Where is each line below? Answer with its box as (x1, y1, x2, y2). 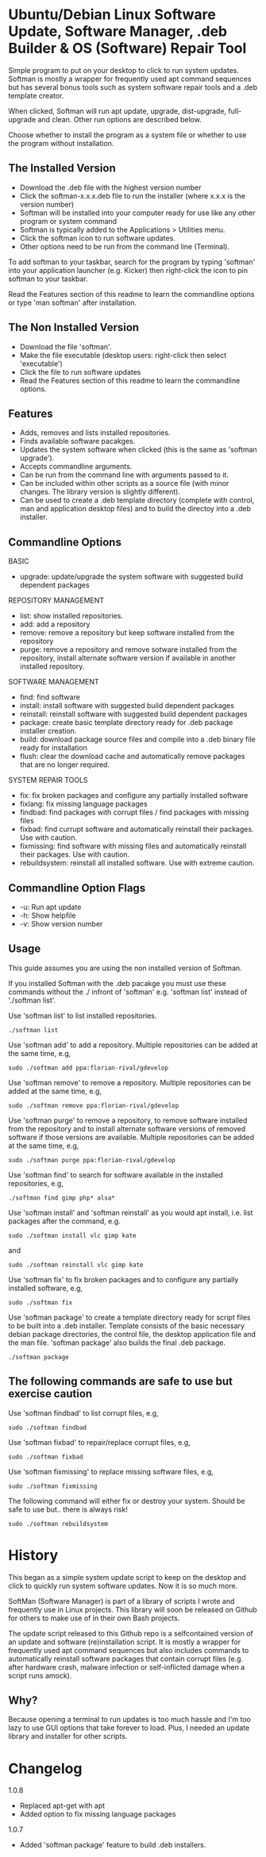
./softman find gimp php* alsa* (8, 1193, 115, 1202)
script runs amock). (8, 1670, 72, 1680)
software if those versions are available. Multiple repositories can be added (8, 1132, 255, 1142)
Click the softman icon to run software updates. (19, 233, 176, 243)
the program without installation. (8, 138, 114, 148)
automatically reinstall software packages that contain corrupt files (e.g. (8, 1654, 244, 1663)
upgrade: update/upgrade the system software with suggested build (19, 572, 244, 581)
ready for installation (19, 743, 87, 753)
